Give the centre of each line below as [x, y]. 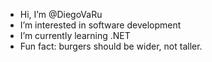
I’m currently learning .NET [75, 35]
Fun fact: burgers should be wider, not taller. [111, 46]
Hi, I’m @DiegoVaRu [61, 14]
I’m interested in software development [100, 25]
